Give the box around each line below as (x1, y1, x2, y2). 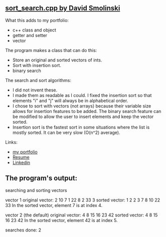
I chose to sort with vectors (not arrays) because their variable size (12, 102, 151, 109)
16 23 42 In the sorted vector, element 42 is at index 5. (5, 217, 118, 223)
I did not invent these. (12, 87, 58, 93)
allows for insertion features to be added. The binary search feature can (12, 108, 161, 114)
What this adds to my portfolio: (5, 17, 69, 23)
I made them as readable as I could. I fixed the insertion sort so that (12, 92, 152, 98)
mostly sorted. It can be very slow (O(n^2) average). (12, 129, 120, 135)
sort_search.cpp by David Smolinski (5, 4, 120, 12)
